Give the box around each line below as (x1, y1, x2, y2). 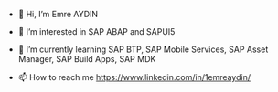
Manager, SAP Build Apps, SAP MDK (17, 54, 156, 64)
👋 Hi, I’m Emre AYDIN (17, 9, 99, 19)
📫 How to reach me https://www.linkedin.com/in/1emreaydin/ (17, 72, 251, 82)
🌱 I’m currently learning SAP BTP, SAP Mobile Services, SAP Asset (17, 44, 269, 55)
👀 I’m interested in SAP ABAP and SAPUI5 (17, 26, 176, 36)
